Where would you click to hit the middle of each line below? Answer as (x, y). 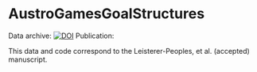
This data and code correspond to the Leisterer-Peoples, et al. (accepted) (129, 51)
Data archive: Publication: (61, 36)
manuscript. (28, 59)
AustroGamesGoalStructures (107, 14)
